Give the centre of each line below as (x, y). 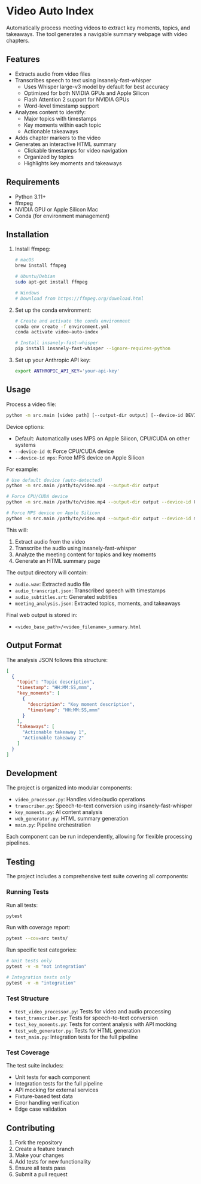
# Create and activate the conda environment (72, 321)
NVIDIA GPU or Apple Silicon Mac (57, 209)
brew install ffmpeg (40, 266)
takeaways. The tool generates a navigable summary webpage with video (97, 34)
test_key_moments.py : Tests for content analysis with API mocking (96, 1024)
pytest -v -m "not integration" (46, 967)
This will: (17, 530)
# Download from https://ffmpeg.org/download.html (79, 299)
